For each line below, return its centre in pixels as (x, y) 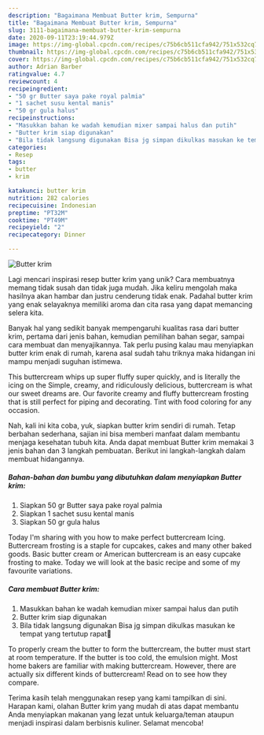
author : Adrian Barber (45, 67)
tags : (17, 162)
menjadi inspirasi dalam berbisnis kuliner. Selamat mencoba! (106, 722)
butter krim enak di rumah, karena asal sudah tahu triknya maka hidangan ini (132, 353)
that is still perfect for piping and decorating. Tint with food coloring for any (130, 402)
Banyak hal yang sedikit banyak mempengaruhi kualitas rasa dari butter (124, 328)
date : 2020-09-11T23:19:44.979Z (61, 37)
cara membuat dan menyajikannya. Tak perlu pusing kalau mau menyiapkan (131, 345)
